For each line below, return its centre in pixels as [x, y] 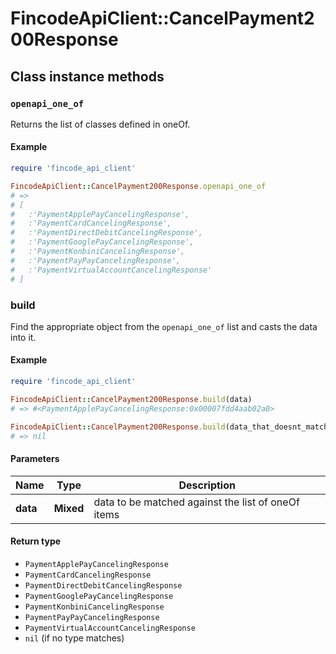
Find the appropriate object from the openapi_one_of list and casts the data [164, 326]
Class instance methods [87, 76]
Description [207, 485]
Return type [36, 541]
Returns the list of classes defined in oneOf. [100, 124]
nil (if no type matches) [74, 638]
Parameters [35, 459]
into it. [23, 337]
